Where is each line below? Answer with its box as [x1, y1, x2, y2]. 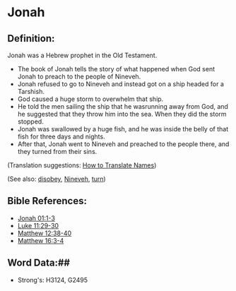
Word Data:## [7, 257, 71, 269]
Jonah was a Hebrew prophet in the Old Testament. [7, 51, 158, 59]
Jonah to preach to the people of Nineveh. [17, 72, 141, 81]
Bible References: [7, 195, 87, 207]
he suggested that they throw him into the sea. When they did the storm [17, 110, 228, 118]
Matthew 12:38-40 [17, 229, 72, 237]
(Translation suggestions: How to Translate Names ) [7, 161, 157, 170]
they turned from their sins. [17, 148, 98, 155]
